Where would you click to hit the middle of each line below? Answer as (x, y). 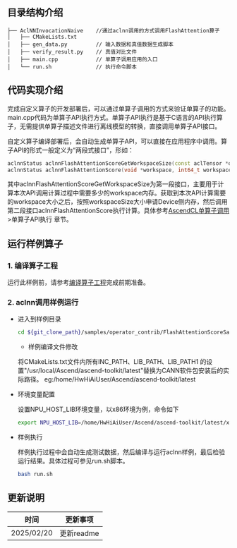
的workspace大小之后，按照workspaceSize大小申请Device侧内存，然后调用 (117, 202)
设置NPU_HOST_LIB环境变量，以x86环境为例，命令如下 (98, 409)
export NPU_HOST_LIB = (49, 423)
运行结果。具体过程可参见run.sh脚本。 (73, 461)
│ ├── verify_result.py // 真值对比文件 (72, 51)
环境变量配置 (36, 394)
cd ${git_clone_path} (49, 333)
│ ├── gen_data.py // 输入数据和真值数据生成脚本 (91, 44)
